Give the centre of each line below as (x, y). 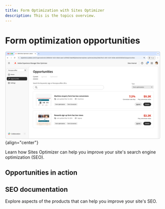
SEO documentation (36, 189)
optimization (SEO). (25, 157)
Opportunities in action (41, 173)
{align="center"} (22, 142)
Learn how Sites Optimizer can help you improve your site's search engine (81, 152)
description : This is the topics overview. (50, 15)
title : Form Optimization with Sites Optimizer (55, 10)
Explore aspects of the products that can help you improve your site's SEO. (81, 201)
